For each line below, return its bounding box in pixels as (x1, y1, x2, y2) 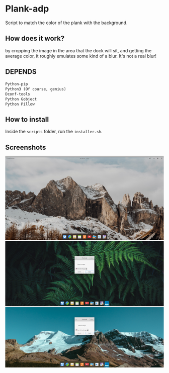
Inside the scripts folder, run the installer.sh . (5, 129, 103, 135)
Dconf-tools (5, 91, 30, 97)
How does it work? (5, 34, 65, 43)
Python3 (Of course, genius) (5, 86, 66, 91)
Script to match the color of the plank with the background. (5, 20, 128, 26)
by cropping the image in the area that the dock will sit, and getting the (5, 47, 152, 53)
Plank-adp (5, 3, 49, 15)
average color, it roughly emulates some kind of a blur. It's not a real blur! (5, 53, 157, 59)
